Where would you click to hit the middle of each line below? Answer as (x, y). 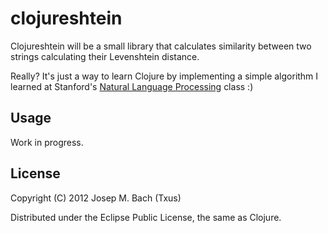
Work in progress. (47, 142)
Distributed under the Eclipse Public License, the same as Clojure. (146, 217)
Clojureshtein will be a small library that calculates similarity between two (161, 46)
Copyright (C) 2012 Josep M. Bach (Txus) (96, 198)
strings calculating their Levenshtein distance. (105, 56)
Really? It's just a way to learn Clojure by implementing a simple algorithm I (164, 76)
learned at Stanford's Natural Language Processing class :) (132, 86)
